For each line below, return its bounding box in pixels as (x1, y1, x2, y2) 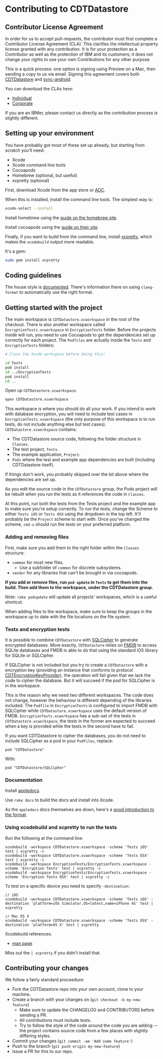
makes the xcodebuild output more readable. (5, 239, 95, 244)
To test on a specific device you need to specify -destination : (5, 883, 130, 889)
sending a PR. (19, 1012, 47, 1018)
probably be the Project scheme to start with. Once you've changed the (5, 516, 150, 522)
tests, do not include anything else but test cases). (5, 421, 106, 428)
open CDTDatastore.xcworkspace (5, 397, 69, 402)
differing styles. (19, 1033, 51, 1039)
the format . (5, 812, 28, 818)
